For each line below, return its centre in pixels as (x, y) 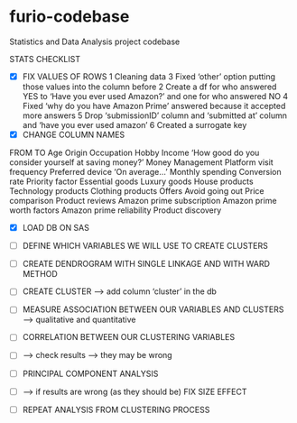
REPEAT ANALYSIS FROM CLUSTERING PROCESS (116, 409)
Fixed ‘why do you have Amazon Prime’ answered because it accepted (154, 106)
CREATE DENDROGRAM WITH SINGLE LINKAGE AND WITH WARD (146, 264)
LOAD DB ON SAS (56, 228)
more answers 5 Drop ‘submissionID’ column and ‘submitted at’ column (154, 115)
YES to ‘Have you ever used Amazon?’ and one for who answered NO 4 (155, 96)
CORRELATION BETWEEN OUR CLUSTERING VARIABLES (129, 337)
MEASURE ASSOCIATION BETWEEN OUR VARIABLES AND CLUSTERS (153, 309)
